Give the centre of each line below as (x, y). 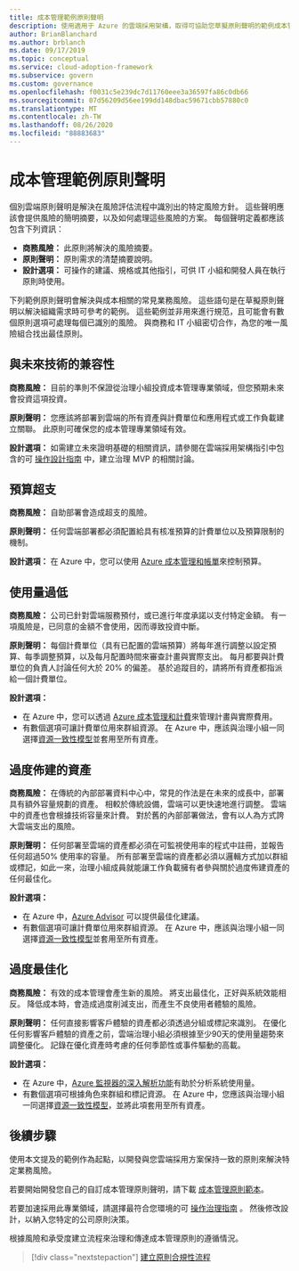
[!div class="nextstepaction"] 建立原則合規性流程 (121, 1257)
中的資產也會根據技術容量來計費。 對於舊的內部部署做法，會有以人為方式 (143, 815)
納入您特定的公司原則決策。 (83, 1219)
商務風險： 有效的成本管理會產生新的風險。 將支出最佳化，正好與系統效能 (144, 992)
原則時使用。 (45, 281)
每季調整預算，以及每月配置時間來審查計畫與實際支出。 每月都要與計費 (154, 656)
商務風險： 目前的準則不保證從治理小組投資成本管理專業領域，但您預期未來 (147, 387)
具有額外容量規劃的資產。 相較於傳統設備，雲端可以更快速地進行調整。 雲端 (148, 804)
